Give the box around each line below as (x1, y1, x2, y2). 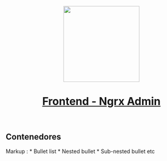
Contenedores (5, 131, 61, 142)
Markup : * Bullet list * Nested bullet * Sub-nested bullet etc (5, 148, 155, 155)
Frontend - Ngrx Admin (42, 95, 161, 108)
